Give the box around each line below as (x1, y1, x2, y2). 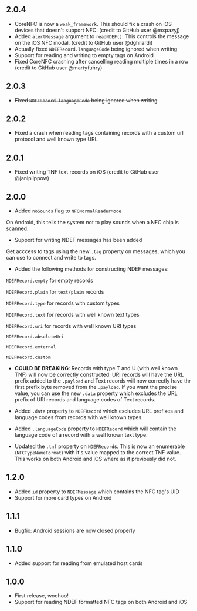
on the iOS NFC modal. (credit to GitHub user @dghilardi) (14, 39, 153, 46)
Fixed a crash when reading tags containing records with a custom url (14, 129, 184, 137)
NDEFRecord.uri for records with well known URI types (6, 323, 137, 330)
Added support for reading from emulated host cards (14, 559, 143, 567)
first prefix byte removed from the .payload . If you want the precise (14, 384, 178, 391)
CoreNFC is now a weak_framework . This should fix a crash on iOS (14, 20, 172, 27)
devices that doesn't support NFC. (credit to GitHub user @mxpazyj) (14, 26, 181, 34)
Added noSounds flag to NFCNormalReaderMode (14, 207, 122, 214)
